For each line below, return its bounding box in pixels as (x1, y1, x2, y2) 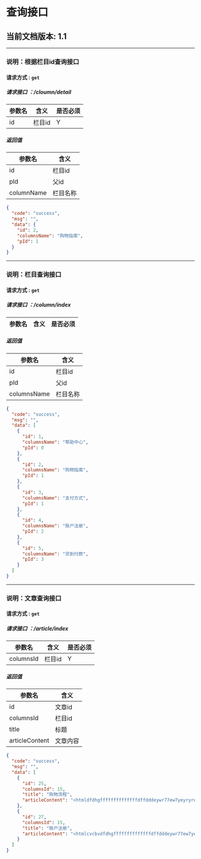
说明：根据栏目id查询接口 (6, 58, 80, 66)
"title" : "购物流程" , (22, 792, 73, 798)
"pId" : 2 (22, 529, 44, 535)
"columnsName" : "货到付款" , (22, 550, 89, 557)
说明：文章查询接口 (6, 594, 62, 602)
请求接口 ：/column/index (6, 301, 71, 309)
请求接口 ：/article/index (6, 625, 69, 632)
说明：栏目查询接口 (6, 271, 62, 279)
